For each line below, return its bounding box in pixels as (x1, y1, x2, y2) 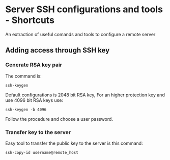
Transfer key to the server (5, 128, 71, 136)
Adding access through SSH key (5, 46, 110, 55)
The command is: (5, 73, 42, 79)
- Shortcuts (5, 14, 55, 26)
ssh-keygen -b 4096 (5, 107, 47, 112)
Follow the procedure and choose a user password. (5, 116, 114, 122)
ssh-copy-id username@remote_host (5, 150, 79, 155)
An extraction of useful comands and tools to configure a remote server (5, 31, 156, 37)
